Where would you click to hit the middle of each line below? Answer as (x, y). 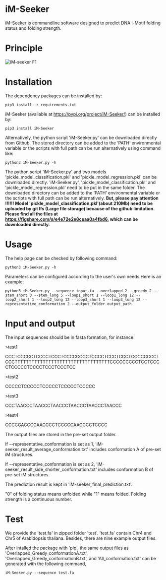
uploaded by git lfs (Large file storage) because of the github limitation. (80, 208)
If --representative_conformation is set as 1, (50, 444)
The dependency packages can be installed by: (54, 96)
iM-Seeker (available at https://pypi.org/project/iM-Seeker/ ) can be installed (83, 114)
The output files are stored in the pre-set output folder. (61, 434)
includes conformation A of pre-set (125, 449)
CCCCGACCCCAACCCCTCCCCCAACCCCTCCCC (56, 425)
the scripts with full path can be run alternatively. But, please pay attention (82, 198)
